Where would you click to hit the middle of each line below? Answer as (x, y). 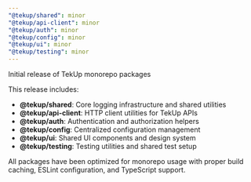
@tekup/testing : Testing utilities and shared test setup (108, 146)
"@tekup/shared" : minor (47, 15)
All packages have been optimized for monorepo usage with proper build (126, 161)
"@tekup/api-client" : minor (54, 23)
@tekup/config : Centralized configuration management (110, 129)
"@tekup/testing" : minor (49, 52)
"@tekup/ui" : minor (40, 45)
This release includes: (44, 89)
